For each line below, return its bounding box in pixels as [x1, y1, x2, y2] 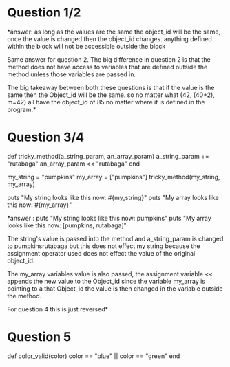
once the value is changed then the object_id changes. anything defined [7, 34, 212, 43]
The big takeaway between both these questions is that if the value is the [7, 83, 215, 91]
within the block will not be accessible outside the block [7, 42, 166, 50]
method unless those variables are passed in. [7, 70, 136, 78]
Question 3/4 [7, 129, 85, 145]
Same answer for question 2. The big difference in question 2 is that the [7, 55, 211, 63]
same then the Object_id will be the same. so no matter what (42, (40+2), [7, 91, 215, 99]
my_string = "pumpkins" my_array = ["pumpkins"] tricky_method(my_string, [7, 173, 220, 181]
